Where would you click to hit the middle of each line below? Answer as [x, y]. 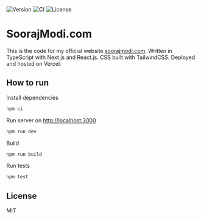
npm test [17, 177]
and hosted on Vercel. [34, 63]
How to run [28, 83]
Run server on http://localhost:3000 [51, 120]
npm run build [24, 154]
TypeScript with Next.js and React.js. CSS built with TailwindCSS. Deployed [101, 57]
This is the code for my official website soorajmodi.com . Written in [89, 50]
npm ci [15, 109]
